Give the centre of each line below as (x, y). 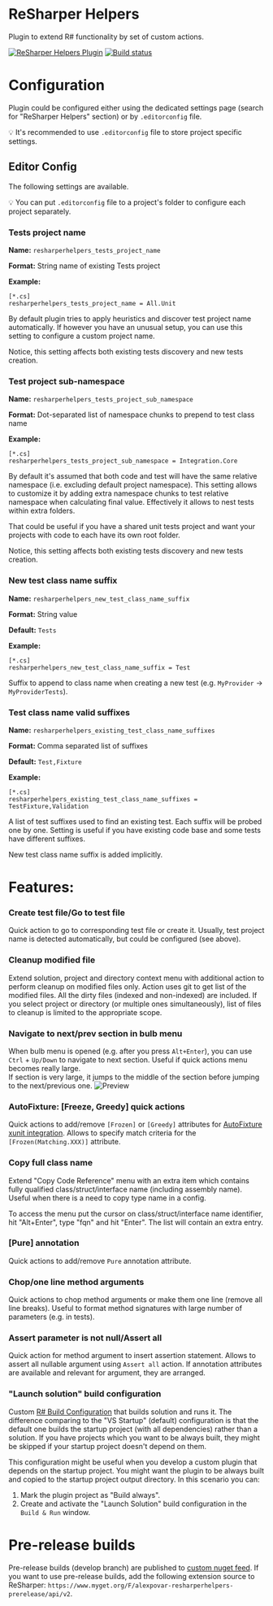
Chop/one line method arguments (76, 1282)
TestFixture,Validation (49, 806)
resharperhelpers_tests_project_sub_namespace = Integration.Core (123, 461)
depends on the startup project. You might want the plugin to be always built (136, 1470)
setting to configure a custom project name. (82, 336)
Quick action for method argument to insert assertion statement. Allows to (132, 1356)
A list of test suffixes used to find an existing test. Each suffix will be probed (135, 821)
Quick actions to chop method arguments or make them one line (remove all (135, 1300)
